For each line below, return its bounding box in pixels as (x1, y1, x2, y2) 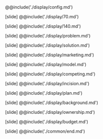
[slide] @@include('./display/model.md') (5, 62, 87, 67)
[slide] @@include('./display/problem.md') (5, 33, 91, 38)
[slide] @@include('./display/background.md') (5, 100, 99, 105)
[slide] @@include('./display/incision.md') (5, 81, 90, 86)
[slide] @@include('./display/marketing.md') (5, 52, 95, 58)
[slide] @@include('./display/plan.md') (5, 90, 83, 96)
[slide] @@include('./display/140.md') (5, 23, 81, 29)
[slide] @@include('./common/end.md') (5, 128, 85, 134)
